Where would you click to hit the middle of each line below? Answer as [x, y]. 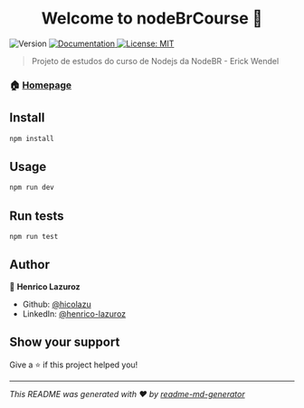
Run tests [37, 216]
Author [29, 265]
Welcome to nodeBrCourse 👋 [152, 19]
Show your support [65, 342]
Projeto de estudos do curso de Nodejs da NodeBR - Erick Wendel [155, 61]
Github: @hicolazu [57, 304]
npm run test [34, 237]
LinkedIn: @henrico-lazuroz [74, 313]
